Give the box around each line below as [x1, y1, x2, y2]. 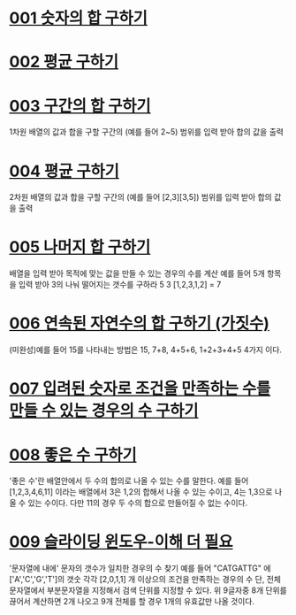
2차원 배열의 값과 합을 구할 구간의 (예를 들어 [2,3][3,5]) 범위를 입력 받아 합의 [9, 192, 272, 203]
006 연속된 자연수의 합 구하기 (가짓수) [9, 313, 269, 334]
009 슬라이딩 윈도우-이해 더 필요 [9, 532, 233, 552]
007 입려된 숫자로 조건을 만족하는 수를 [9, 379, 271, 399]
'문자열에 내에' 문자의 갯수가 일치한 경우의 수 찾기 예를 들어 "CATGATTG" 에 [9, 563, 271, 573]
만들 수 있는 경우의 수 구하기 [9, 401, 199, 421]
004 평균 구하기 [9, 161, 119, 181]
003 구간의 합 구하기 [9, 96, 152, 116]
